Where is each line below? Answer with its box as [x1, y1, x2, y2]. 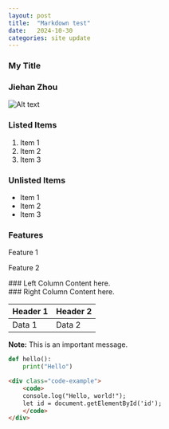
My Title [8, 61, 41, 72]
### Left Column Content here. [8, 278, 111, 288]
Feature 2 [8, 263, 40, 273]
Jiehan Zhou [8, 81, 58, 92]
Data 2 [55, 320, 81, 331]
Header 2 [55, 306, 92, 317]
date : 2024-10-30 [8, 26, 73, 34]
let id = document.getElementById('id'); [22, 399, 162, 407]
